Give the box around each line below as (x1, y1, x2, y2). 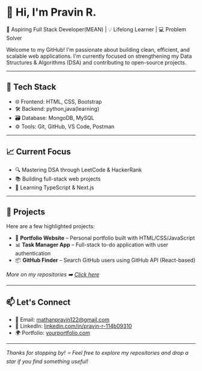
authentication (14, 250, 51, 257)
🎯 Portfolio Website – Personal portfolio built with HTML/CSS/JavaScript (14, 234, 195, 242)
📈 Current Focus (6, 147, 71, 157)
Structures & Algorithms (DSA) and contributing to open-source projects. (6, 58, 187, 66)
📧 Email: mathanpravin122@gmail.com (14, 316, 110, 323)
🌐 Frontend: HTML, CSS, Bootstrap (14, 98, 102, 105)
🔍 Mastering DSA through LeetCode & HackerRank (14, 166, 142, 173)
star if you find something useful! (6, 358, 88, 365)
